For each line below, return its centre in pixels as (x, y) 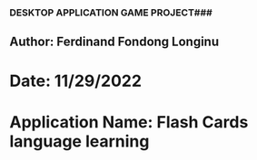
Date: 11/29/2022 (76, 81)
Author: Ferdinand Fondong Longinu (114, 42)
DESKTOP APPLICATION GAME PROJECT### (111, 13)
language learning (79, 141)
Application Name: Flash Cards (129, 122)
